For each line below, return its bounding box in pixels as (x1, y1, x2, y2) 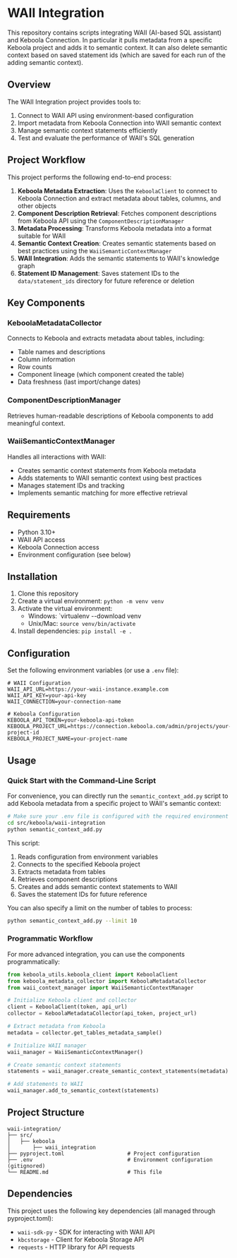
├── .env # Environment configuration (7, 1156, 213, 1163)
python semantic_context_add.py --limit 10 (7, 917, 138, 924)
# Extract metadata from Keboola (7, 1023, 106, 1030)
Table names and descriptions (17, 348, 106, 356)
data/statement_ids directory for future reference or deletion (17, 277, 195, 285)
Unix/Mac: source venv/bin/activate (28, 619, 136, 628)
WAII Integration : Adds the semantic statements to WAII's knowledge (17, 254, 220, 262)
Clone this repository (17, 589, 79, 598)
